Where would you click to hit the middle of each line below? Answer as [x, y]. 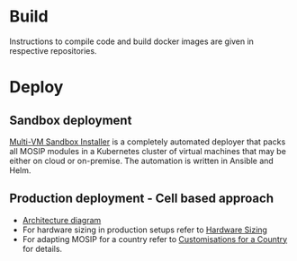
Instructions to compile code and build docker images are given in [132, 41]
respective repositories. [53, 50]
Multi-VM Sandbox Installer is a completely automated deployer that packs [148, 142]
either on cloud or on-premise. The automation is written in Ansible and [142, 161]
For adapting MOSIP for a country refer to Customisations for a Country [155, 239]
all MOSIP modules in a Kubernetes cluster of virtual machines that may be [148, 151]
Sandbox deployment [71, 120]
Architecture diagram [62, 220]
